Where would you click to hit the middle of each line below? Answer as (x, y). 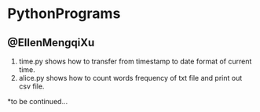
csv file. (31, 86)
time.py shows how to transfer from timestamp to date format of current (135, 61)
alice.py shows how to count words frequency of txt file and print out (130, 78)
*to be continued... (38, 101)
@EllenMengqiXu (51, 43)
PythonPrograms (64, 14)
